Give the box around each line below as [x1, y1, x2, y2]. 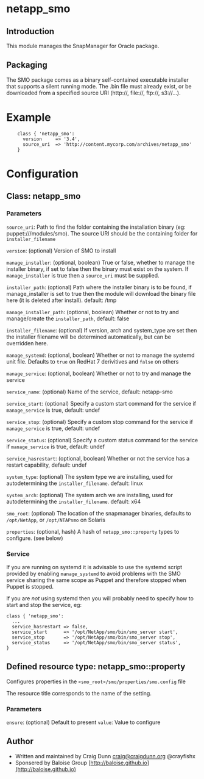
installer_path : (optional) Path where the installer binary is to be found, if [6, 283, 192, 291]
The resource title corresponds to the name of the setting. [6, 689, 152, 697]
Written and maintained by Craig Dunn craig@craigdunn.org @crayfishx [15, 752, 196, 759]
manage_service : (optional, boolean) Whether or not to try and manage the [6, 370, 191, 377]
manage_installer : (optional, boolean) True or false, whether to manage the [6, 259, 195, 266]
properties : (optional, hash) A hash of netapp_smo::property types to [6, 528, 180, 535]
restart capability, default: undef [6, 461, 87, 468]
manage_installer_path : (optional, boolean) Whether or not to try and [6, 308, 179, 315]
